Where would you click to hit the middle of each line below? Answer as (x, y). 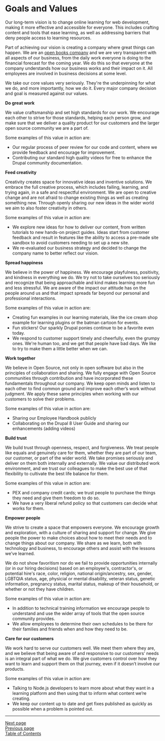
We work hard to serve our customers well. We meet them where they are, (80, 648)
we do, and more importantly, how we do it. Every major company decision (81, 88)
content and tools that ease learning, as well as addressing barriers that (78, 32)
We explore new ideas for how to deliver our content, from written (79, 227)
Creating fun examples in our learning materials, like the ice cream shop (85, 317)
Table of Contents (23, 733)
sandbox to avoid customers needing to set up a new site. (70, 242)
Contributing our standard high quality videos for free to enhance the (82, 157)
